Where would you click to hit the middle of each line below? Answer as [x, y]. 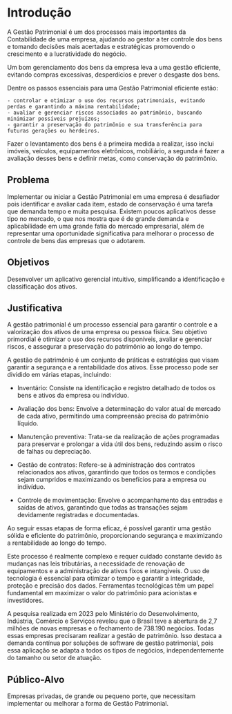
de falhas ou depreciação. [54, 452]
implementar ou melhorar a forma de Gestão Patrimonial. [88, 704]
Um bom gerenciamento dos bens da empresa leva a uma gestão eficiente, [114, 67]
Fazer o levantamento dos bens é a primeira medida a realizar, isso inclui [110, 144]
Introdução [39, 13]
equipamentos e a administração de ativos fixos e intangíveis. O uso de [108, 571]
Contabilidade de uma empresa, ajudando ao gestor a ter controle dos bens [115, 39]
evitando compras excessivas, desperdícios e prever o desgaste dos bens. [114, 75]
